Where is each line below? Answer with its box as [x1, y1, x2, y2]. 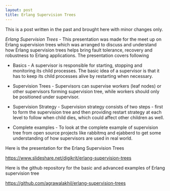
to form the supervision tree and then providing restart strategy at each [12, 109, 162, 115]
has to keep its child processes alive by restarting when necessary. [12, 73, 153, 79]
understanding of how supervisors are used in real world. [12, 135, 133, 141]
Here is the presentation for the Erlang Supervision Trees [5, 145, 124, 151]
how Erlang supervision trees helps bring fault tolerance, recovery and [5, 47, 153, 53]
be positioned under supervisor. [12, 94, 80, 100]
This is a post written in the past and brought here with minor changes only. [5, 26, 163, 32]
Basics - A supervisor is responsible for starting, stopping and [12, 62, 143, 68]
